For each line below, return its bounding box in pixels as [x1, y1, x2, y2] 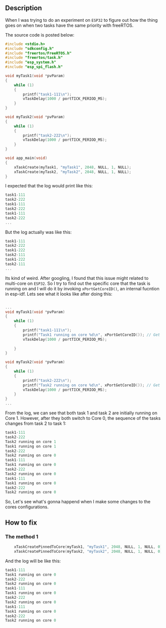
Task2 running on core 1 [5, 439, 56, 444]
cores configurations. [5, 504, 49, 510]
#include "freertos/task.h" [5, 55, 63, 60]
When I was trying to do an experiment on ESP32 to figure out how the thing [5, 17, 158, 23]
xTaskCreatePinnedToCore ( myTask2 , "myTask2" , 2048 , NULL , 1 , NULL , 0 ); [14, 549, 165, 554]
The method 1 [5, 533, 39, 540]
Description [5, 4, 42, 12]
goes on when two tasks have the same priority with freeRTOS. [5, 22, 134, 28]
